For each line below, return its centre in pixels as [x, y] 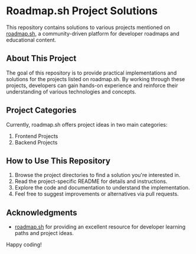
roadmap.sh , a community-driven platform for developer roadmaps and [93, 33]
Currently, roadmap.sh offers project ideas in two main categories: [87, 124]
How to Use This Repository [58, 161]
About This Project [41, 58]
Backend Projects [36, 142]
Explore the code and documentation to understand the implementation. [102, 188]
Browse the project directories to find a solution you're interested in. [97, 175]
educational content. [31, 40]
